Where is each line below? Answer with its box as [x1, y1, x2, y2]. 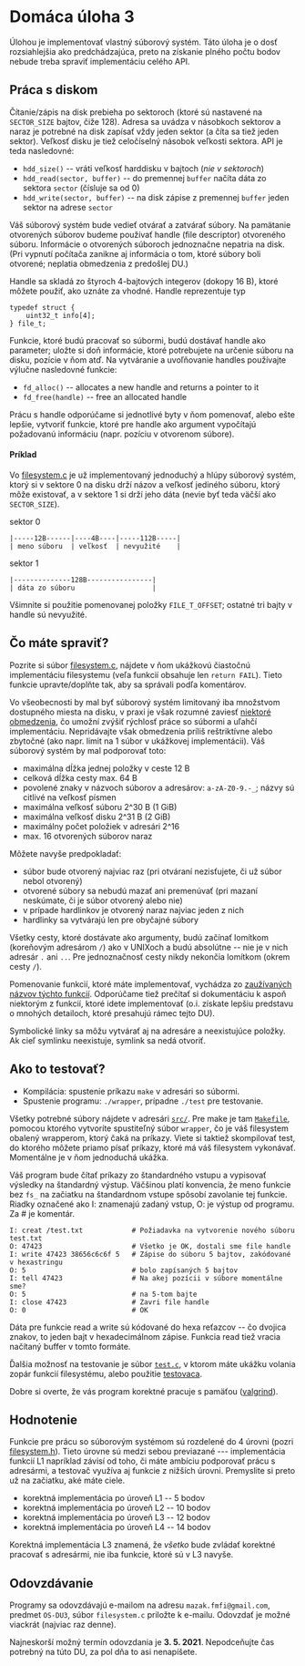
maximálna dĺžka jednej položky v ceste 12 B [22, 763, 190, 774]
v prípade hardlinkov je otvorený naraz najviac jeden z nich [22, 904, 244, 915]
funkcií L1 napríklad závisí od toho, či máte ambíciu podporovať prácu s [9, 1455, 276, 1466]
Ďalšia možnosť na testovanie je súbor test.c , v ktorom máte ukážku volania [9, 1358, 296, 1369]
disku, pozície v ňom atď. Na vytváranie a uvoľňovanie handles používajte [9, 354, 287, 365]
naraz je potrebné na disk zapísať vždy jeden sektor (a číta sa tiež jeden [9, 126, 280, 137]
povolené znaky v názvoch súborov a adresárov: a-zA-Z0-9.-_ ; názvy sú [22, 782, 295, 793]
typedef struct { [9, 303, 76, 312]
